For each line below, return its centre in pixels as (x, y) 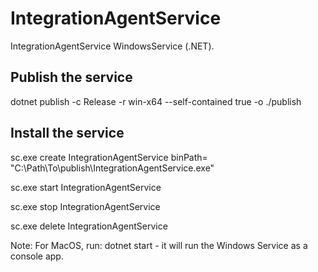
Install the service (67, 133)
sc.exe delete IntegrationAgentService (89, 226)
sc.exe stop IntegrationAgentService (85, 206)
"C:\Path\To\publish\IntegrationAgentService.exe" (112, 168)
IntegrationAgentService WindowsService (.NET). (112, 46)
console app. (37, 256)
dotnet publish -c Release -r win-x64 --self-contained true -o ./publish (156, 101)
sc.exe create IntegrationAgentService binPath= (109, 157)
